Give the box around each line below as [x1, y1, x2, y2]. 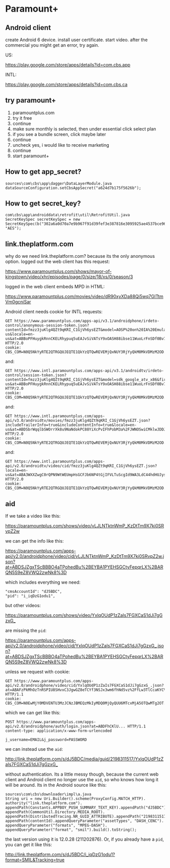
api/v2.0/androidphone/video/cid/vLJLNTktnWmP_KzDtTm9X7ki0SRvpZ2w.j [5, 553, 164, 559]
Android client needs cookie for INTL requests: [5, 309, 103, 315]
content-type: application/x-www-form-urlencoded [5, 728, 112, 733]
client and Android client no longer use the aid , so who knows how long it [5, 777, 158, 783]
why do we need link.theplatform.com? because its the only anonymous [5, 253, 155, 259]
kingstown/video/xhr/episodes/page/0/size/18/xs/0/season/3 [5, 274, 133, 280]
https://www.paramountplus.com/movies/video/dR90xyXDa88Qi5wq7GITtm [5, 293, 163, 299]
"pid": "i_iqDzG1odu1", [5, 593, 56, 599]
